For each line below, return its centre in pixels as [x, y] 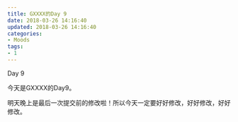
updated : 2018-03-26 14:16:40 [52, 27]
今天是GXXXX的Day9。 [41, 87]
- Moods [19, 40]
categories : [25, 33]
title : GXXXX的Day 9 [37, 14]
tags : [15, 47]
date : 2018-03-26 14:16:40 [47, 20]
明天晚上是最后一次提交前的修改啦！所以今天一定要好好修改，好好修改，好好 [119, 102]
